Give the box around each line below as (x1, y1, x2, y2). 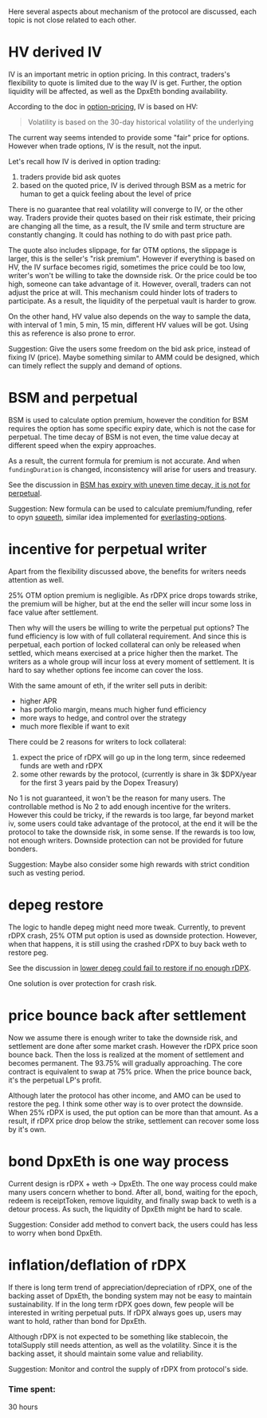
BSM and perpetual (8, 389, 138, 407)
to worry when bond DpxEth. (8, 1227, 103, 1238)
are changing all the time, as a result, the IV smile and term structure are (8, 221, 245, 230)
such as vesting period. (8, 868, 85, 878)
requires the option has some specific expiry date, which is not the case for (8, 423, 256, 433)
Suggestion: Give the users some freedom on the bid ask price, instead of (8, 344, 251, 353)
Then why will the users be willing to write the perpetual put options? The (8, 623, 249, 632)
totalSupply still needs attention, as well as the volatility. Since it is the (8, 1340, 238, 1349)
